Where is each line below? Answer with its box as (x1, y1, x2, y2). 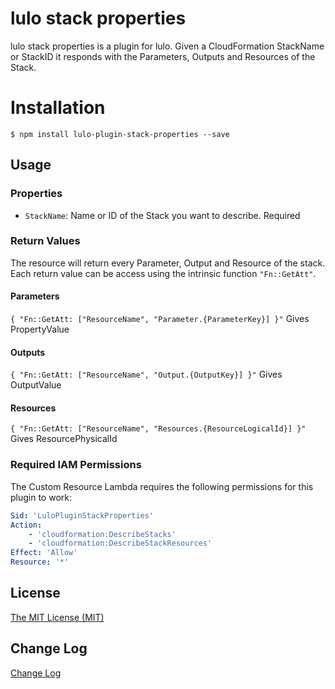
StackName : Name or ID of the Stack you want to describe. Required (24, 209, 301, 221)
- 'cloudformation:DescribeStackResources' (28, 538, 213, 549)
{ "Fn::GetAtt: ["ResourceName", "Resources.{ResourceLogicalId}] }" (10, 424, 307, 434)
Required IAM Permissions (10, 458, 142, 472)
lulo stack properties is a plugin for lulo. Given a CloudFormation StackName (10, 40, 325, 52)
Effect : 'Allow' (10, 548, 78, 558)
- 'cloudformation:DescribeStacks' (28, 529, 177, 539)
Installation (10, 97, 106, 119)
